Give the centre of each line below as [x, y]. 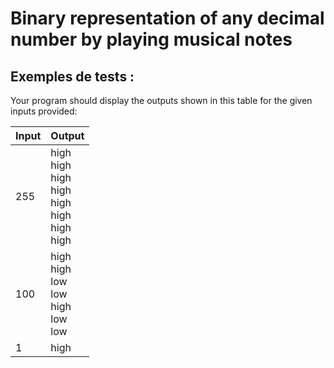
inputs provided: [44, 111]
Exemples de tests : [72, 76]
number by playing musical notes [151, 39]
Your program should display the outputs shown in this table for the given [161, 100]
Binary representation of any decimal [167, 18]
